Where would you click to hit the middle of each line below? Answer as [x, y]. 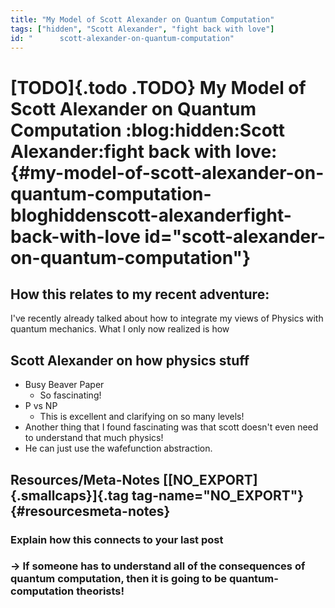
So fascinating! [70, 395]
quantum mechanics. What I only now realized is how [120, 329]
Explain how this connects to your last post [117, 539]
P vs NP [41, 406]
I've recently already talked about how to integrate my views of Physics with [167, 318]
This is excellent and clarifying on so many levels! [142, 417]
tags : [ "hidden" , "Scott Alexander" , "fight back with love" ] [142, 29]
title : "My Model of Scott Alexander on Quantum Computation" [142, 19]
